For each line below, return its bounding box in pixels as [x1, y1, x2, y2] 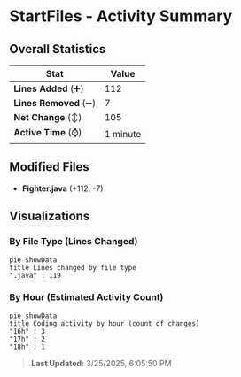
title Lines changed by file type [9, 263, 137, 272]
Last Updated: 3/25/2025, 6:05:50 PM [30, 358, 172, 368]
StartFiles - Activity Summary [9, 6, 233, 27]
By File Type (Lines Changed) [9, 235, 138, 248]
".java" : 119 [9, 271, 62, 280]
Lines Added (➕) [13, 82, 84, 95]
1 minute [104, 127, 142, 140]
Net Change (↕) [13, 112, 82, 123]
